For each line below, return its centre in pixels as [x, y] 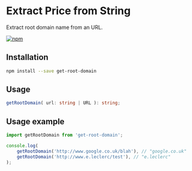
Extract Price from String [68, 11]
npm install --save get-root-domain [51, 71]
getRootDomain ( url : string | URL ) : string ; [63, 103]
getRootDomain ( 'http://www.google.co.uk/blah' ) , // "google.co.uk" [102, 151]
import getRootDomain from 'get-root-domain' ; [65, 135]
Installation [27, 57]
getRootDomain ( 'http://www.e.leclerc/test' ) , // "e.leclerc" [94, 157]
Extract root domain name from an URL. [55, 27]
